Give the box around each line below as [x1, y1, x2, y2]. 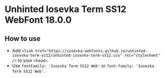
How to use [5, 34, 41, 43]
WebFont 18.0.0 [5, 14, 72, 26]
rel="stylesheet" [124, 53, 161, 58]
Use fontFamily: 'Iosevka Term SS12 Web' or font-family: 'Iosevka [12, 63, 154, 68]
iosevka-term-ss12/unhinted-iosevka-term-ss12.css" [12, 53, 122, 58]
